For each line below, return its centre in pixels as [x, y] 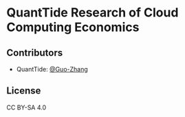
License [24, 91]
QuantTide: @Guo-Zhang [52, 69]
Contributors [35, 53]
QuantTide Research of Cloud [92, 13]
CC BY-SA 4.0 [26, 107]
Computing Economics [73, 27]
